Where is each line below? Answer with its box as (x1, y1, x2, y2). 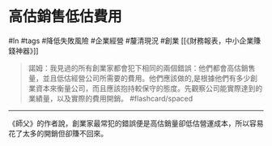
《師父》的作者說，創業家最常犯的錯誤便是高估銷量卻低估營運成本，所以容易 (8, 118, 264, 128)
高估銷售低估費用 (8, 7, 123, 26)
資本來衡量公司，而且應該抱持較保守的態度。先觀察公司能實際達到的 (35, 83, 263, 93)
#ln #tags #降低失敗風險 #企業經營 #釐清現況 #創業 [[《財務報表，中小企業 (8, 36, 254, 45)
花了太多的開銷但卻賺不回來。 (8, 128, 108, 138)
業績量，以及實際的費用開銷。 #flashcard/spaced (28, 93, 193, 103)
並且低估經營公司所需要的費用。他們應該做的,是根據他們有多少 (42, 73, 251, 83)
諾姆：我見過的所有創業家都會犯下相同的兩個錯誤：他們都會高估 (28, 62, 241, 73)
